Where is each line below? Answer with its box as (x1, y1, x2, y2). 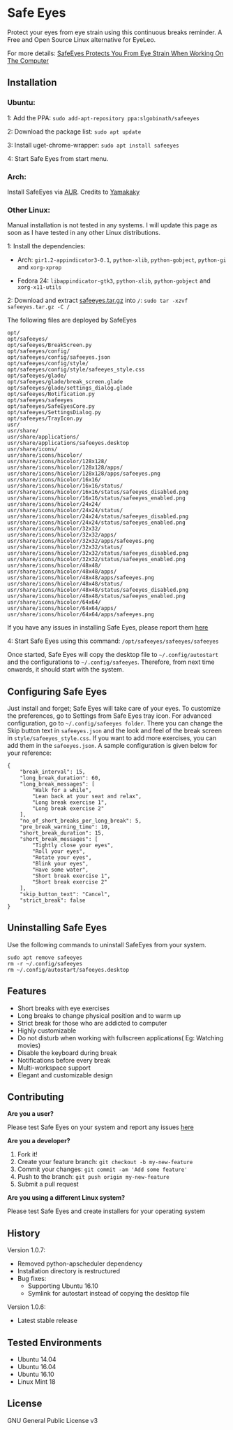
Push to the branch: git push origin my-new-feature (17, 1173, 170, 1181)
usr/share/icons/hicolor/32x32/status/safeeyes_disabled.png (7, 550, 189, 557)
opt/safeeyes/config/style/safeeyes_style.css (7, 366, 145, 374)
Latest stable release (17, 1317, 78, 1325)
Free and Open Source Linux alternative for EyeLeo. (7, 35, 156, 43)
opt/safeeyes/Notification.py (7, 390, 96, 398)
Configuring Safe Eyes (7, 686, 107, 698)
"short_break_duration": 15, (20, 830, 105, 837)
